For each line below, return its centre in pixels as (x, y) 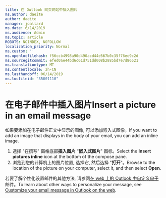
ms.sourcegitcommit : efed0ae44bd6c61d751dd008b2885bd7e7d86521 (72, 60)
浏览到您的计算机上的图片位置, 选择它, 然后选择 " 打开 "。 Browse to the (83, 162)
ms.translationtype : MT (30, 65)
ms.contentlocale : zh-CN (31, 70)
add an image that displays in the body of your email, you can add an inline (82, 135)
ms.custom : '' (20, 51)
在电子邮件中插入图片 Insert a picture (81, 105)
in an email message (48, 116)
